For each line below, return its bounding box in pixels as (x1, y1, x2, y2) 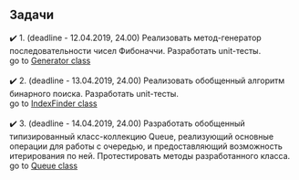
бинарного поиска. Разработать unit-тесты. (9, 88, 180, 99)
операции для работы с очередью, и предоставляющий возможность (9, 141, 283, 152)
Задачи (9, 7, 55, 23)
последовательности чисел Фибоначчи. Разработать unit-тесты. (9, 45, 262, 56)
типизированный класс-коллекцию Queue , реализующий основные (9, 131, 274, 142)
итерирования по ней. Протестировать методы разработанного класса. (9, 150, 291, 161)
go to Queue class (9, 160, 78, 171)
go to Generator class (9, 55, 91, 66)
